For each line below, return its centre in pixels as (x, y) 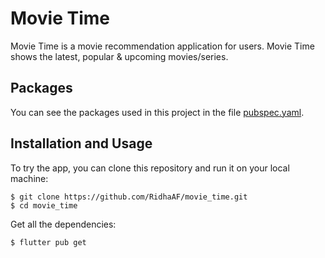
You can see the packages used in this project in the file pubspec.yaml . (157, 112)
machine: (29, 178)
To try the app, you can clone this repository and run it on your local (150, 168)
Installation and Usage (81, 143)
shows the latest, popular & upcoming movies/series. (119, 56)
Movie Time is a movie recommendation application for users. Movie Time (162, 46)
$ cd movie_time (44, 205)
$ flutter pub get (48, 242)
